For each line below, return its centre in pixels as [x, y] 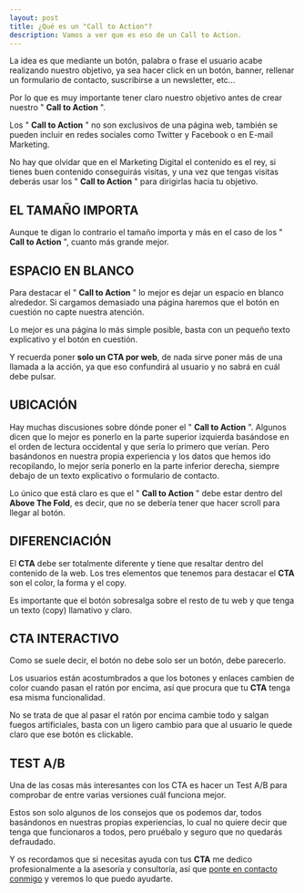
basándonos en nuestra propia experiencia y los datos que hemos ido [140, 456]
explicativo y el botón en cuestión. [74, 339]
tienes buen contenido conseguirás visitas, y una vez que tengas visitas [144, 172]
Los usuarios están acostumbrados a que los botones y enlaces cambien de [152, 678]
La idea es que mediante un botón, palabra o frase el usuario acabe [136, 61]
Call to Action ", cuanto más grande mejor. [90, 242]
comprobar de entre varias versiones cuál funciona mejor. [118, 795]
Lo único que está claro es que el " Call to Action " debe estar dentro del [146, 493]
